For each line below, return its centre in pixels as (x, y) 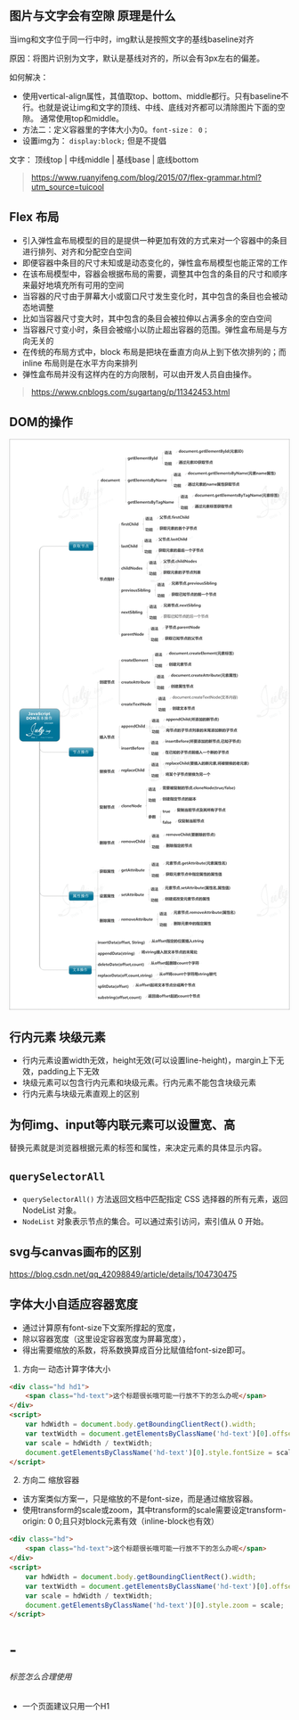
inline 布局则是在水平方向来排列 (80, 363)
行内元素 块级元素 (57, 1037)
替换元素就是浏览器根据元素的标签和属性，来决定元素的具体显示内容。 (138, 1148)
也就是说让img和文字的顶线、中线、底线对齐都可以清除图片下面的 (158, 107)
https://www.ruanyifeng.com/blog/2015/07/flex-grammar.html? (146, 177)
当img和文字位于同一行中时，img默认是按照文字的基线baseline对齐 (132, 39)
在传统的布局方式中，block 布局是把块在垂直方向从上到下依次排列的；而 (154, 351)
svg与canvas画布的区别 (76, 1252)
